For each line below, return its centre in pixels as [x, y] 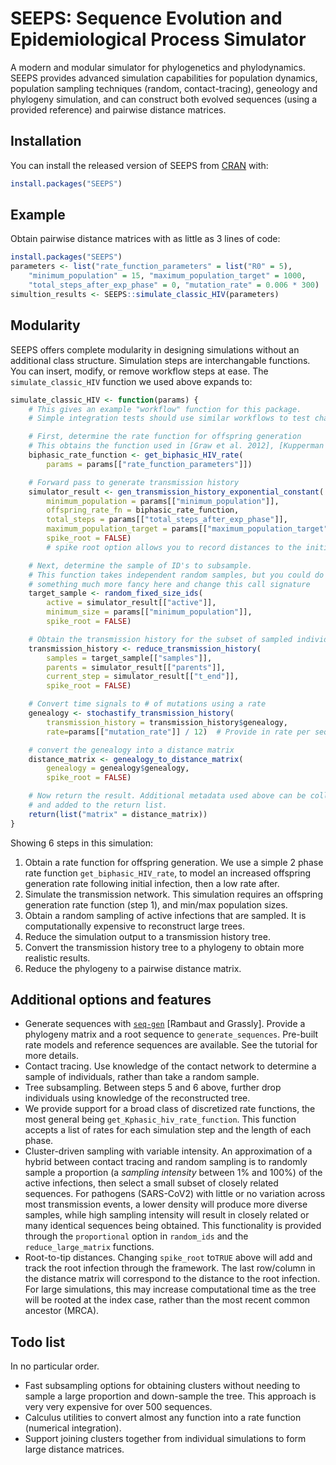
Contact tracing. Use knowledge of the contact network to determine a [170, 1066]
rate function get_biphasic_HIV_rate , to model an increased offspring [168, 873]
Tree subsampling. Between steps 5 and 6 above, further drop [153, 1088]
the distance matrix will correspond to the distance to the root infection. [172, 1279]
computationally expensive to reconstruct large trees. [134, 926]
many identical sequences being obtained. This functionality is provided [173, 1226]
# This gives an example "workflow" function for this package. [165, 409]
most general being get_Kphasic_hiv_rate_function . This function [160, 1119]
